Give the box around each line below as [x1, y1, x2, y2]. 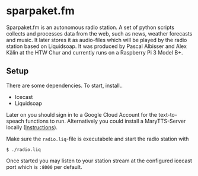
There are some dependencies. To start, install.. [6, 82, 123, 89]
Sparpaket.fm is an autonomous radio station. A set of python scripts [6, 24, 175, 31]
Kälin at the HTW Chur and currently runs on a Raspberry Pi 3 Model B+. [6, 49, 183, 56]
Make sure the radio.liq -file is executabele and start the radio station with [6, 135, 189, 142]
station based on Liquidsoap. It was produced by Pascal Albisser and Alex [6, 43, 187, 50]
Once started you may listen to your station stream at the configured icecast [6, 157, 193, 164]
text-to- [158, 111, 178, 118]
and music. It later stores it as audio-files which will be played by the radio [6, 36, 187, 43]
